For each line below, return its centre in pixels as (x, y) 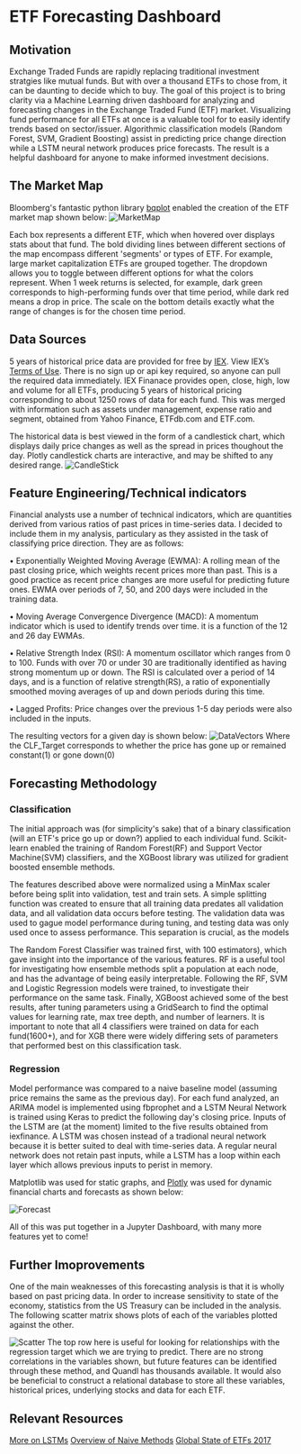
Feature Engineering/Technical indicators (128, 493)
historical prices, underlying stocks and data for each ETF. (117, 1390)
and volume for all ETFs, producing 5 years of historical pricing (126, 390)
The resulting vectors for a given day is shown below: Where (150, 736)
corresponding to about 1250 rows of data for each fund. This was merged (147, 399)
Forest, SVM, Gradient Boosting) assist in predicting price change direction (148, 138)
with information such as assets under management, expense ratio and (141, 409)
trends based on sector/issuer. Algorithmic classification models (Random (146, 129)
